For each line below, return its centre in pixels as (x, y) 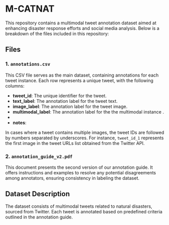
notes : (20, 123)
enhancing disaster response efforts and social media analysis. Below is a (82, 28)
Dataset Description (38, 194)
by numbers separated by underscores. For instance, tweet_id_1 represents (84, 138)
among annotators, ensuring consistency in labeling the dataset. (72, 178)
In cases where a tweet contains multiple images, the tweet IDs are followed (85, 132)
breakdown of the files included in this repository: (57, 33)
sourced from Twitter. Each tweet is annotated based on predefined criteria (84, 211)
